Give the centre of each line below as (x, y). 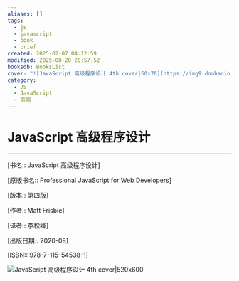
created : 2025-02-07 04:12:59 (52, 54)
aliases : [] (25, 14)
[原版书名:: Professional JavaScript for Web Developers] (90, 180)
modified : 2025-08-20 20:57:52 (54, 60)
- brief (25, 47)
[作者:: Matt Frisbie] (36, 210)
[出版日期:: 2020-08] (38, 240)
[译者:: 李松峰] (28, 226)
